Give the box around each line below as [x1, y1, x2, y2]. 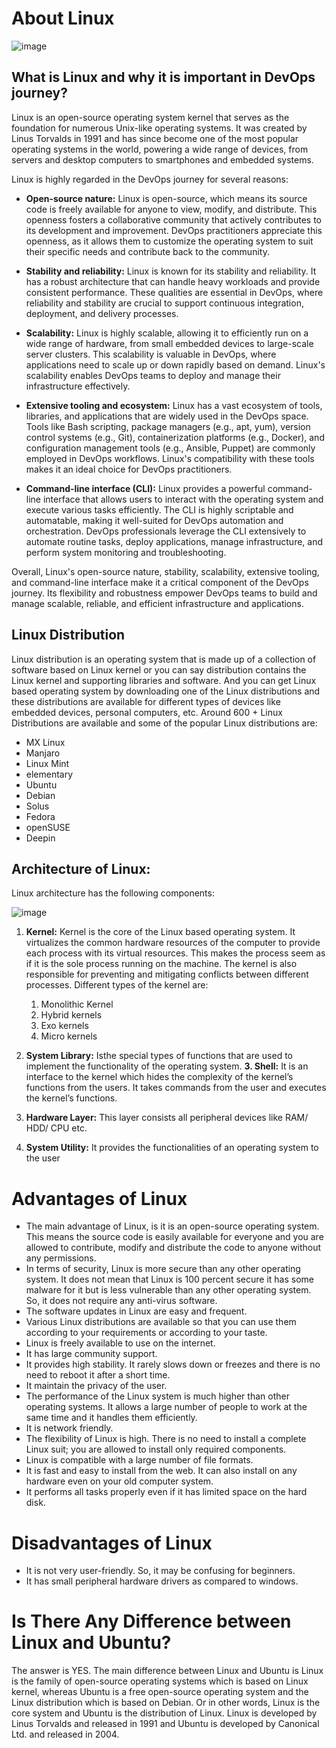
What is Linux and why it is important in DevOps [11, 69, 316, 86]
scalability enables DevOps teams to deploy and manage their [25, 369, 281, 381]
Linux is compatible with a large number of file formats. [25, 1454, 254, 1466]
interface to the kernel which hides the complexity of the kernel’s [25, 1071, 294, 1083]
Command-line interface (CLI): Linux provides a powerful [25, 482, 266, 494]
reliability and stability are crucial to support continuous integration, [25, 297, 304, 309]
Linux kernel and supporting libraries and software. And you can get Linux [11, 674, 317, 686]
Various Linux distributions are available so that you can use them [25, 1316, 297, 1328]
